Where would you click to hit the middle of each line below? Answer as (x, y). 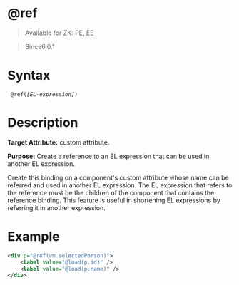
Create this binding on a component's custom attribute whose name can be (118, 177)
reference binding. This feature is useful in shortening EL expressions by (114, 200)
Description (43, 123)
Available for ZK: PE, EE (59, 33)
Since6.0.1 (40, 46)
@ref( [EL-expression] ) (44, 94)
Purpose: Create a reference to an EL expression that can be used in (108, 156)
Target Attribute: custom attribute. (59, 142)
